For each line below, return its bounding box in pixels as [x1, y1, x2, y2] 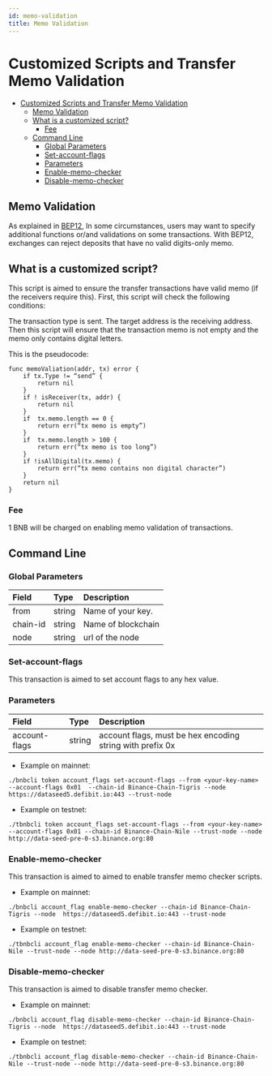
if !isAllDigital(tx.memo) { [23, 458, 121, 466]
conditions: [8, 301, 46, 311]
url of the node [83, 632, 140, 643]
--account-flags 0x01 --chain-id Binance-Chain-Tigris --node [8, 783, 227, 791]
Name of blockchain [83, 618, 160, 630]
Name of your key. [83, 605, 154, 617]
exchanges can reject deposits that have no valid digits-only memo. [8, 239, 235, 248]
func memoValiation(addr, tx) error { [8, 365, 139, 373]
